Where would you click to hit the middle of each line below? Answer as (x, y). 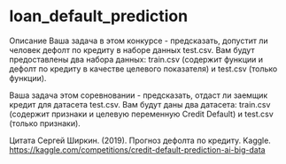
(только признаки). (45, 123)
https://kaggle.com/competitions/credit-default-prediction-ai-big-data (137, 149)
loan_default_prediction (99, 16)
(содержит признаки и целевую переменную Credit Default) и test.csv (142, 114)
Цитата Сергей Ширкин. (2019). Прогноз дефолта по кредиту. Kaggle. (140, 140)
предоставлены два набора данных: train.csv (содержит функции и (136, 59)
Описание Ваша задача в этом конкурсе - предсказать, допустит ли (139, 41)
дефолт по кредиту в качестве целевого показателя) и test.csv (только (143, 69)
